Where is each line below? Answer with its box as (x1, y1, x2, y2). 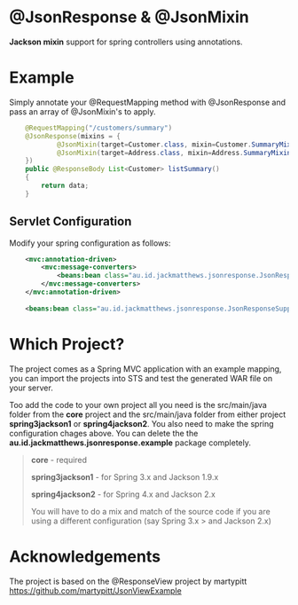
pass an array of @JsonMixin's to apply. (9, 106, 156, 117)
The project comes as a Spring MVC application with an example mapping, (9, 363, 282, 374)
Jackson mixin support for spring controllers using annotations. (9, 36, 243, 47)
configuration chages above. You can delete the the (9, 428, 199, 438)
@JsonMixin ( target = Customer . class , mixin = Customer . (56, 140, 252, 149)
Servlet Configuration (9, 214, 132, 229)
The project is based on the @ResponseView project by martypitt (9, 576, 247, 586)
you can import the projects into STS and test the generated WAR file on (9, 373, 273, 383)
